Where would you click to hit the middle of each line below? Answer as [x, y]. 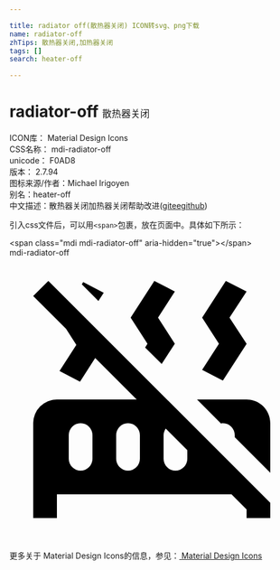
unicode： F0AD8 [42, 161]
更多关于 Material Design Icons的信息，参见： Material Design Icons [136, 556]
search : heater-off [46, 60]
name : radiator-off [46, 34]
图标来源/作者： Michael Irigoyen [70, 183]
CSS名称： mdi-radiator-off [60, 149]
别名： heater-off [40, 194]
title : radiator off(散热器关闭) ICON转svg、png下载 [105, 25]
